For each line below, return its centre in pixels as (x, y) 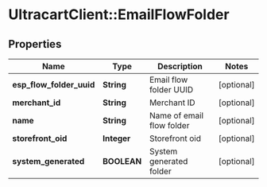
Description (180, 66)
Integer (116, 138)
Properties (35, 44)
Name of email (177, 115)
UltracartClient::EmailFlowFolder (119, 15)
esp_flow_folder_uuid (54, 85)
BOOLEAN (122, 161)
